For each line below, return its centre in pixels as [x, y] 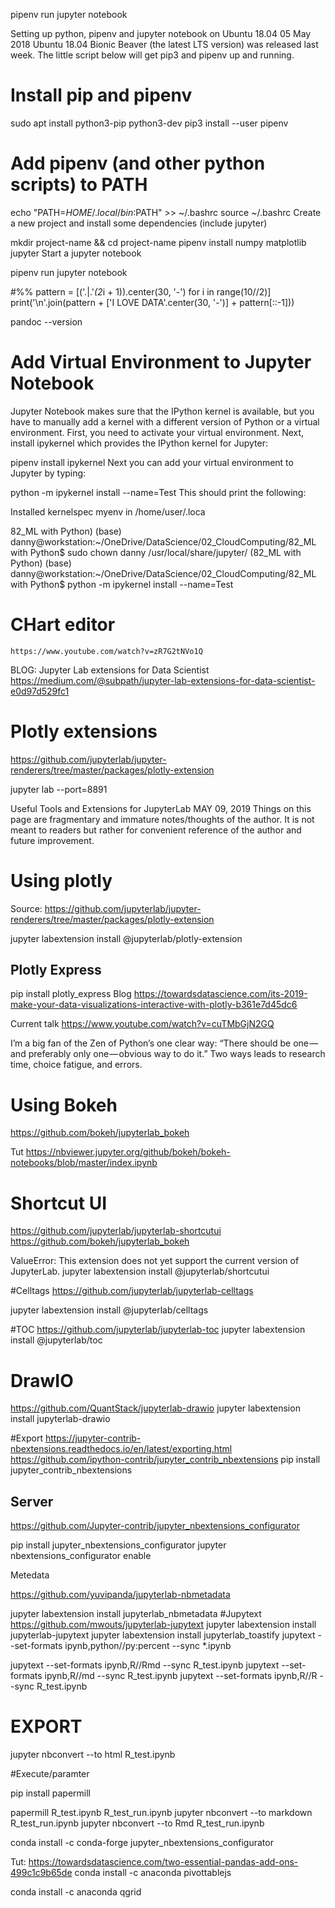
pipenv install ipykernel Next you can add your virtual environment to [152, 462]
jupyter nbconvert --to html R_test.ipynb [93, 1754]
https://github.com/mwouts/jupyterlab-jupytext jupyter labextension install [163, 1625]
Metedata [30, 1575]
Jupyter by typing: [48, 473]
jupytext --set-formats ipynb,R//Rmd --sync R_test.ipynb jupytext [145, 1665]
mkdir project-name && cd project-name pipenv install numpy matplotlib [158, 242]
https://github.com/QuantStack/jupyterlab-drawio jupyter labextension [155, 1408]
